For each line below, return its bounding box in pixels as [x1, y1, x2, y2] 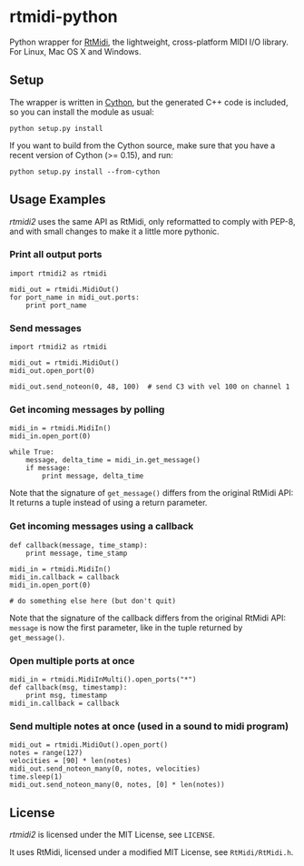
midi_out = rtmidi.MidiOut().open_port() [9, 740, 169, 750]
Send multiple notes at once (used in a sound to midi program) [9, 720, 289, 732]
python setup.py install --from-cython [9, 166, 161, 176]
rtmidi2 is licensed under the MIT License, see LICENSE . [9, 830, 216, 841]
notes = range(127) [9, 749, 83, 758]
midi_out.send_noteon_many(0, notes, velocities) [9, 764, 201, 774]
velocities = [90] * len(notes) [9, 757, 132, 766]
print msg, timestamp [25, 691, 107, 700]
